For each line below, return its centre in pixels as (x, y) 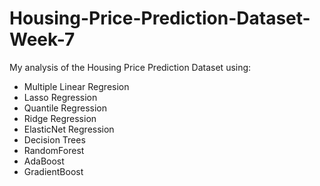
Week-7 (42, 39)
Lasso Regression (60, 97)
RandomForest (54, 150)
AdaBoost (44, 161)
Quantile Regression (65, 108)
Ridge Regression (60, 118)
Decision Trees (54, 139)
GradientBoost (53, 171)
